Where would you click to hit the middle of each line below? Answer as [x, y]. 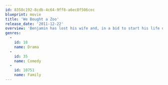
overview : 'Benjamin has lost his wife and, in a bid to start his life [82, 28]
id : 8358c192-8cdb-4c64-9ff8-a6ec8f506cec [50, 10]
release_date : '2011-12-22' [34, 24]
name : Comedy [28, 61]
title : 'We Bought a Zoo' [32, 19]
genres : [13, 33]
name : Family [28, 75]
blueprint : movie [23, 14]
